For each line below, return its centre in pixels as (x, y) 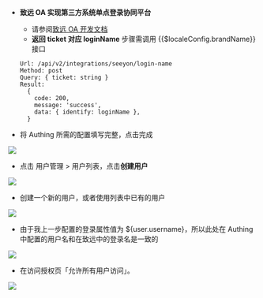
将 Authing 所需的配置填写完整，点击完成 (86, 134)
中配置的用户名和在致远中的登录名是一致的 (89, 239)
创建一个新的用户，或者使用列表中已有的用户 (92, 197)
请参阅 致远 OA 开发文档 (70, 29)
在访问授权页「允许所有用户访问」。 (77, 270)
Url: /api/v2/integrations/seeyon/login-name (96, 64)
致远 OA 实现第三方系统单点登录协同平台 (85, 12)
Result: (32, 84)
